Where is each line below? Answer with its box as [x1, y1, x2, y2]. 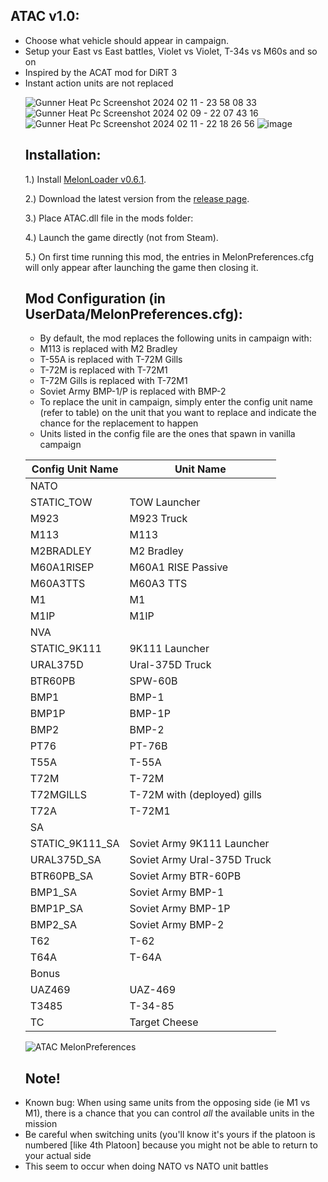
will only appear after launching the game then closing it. [24, 261, 259, 273]
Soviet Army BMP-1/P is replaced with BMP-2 [39, 385, 227, 398]
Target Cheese [129, 1015, 199, 1029]
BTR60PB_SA [29, 869, 94, 883]
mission [24, 1118, 58, 1130]
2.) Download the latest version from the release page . [24, 192, 250, 204]
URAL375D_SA [29, 853, 102, 867]
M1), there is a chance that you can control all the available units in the [24, 1107, 315, 1119]
